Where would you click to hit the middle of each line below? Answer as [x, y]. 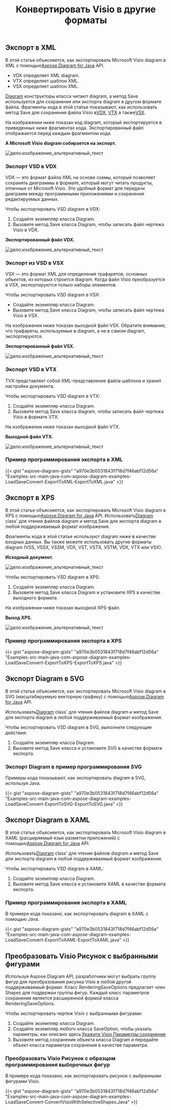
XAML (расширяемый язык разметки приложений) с [63, 838]
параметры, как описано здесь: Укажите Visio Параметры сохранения [89, 1034]
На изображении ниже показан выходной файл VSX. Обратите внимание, [86, 325]
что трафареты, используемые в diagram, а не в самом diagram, [76, 331]
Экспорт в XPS [30, 498]
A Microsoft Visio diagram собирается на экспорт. [61, 143]
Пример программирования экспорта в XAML [66, 902]
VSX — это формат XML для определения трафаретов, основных [76, 274]
